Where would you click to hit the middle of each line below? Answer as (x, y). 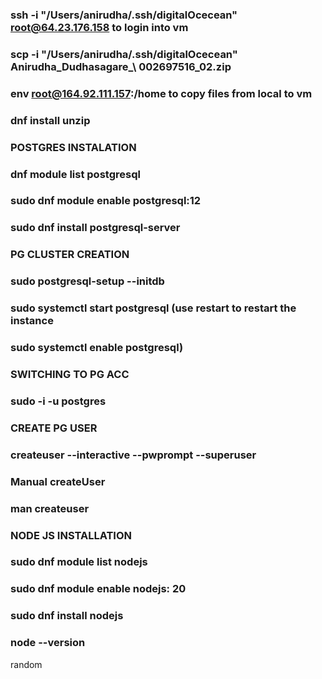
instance (32, 321)
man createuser (50, 508)
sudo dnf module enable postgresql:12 (106, 201)
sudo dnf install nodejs (67, 616)
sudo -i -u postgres (58, 401)
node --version (48, 643)
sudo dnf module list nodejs (79, 562)
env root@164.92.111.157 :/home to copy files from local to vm (161, 93)
